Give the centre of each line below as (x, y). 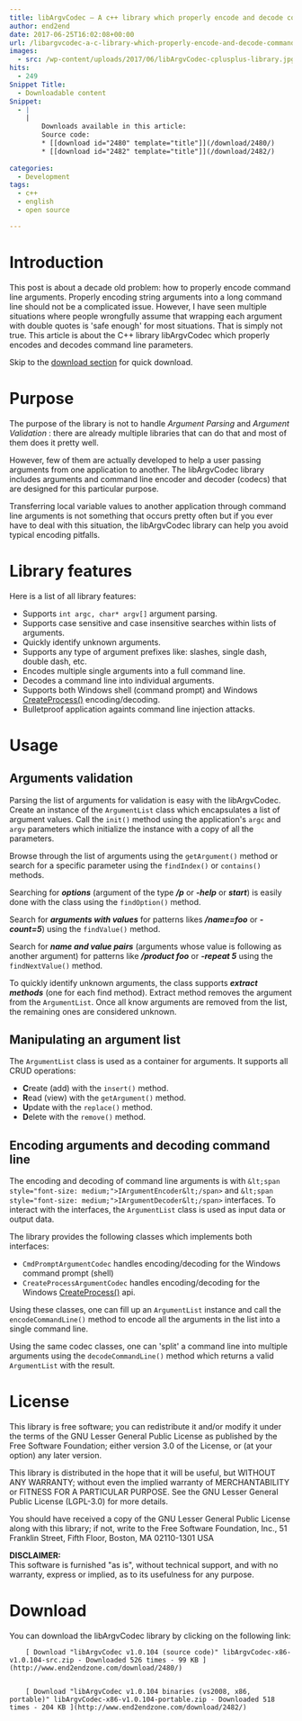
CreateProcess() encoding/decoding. (91, 699)
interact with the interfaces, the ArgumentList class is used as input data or (147, 1210)
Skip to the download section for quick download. (101, 362)
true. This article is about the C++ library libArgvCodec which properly (140, 335)
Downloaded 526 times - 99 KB (142, 1661)
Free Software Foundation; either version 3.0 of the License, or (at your (141, 1446)
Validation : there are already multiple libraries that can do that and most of (148, 433)
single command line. (49, 1329)
